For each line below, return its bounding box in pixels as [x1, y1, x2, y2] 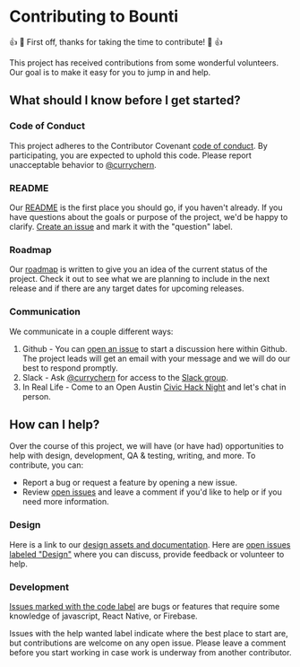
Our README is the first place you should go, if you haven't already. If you [9, 202, 283, 213]
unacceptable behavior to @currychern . [9, 159, 157, 170]
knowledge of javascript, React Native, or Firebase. [9, 610, 199, 621]
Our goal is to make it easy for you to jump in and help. [9, 66, 211, 77]
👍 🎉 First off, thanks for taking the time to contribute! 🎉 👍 [9, 36, 223, 47]
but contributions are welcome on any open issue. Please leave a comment [9, 637, 287, 648]
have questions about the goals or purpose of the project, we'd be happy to [9, 211, 288, 222]
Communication [9, 305, 81, 318]
